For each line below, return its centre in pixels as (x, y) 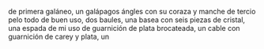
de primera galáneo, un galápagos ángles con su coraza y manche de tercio (132, 11)
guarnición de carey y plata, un (58, 36)
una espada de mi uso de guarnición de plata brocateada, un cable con (124, 28)
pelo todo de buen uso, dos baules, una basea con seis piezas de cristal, (127, 20)
